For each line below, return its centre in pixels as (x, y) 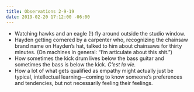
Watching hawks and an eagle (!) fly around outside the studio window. (100, 33)
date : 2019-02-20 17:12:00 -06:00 (48, 17)
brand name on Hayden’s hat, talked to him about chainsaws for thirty (98, 46)
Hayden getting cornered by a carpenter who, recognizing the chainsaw (101, 40)
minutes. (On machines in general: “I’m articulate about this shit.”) (93, 52)
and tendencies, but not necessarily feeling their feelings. (84, 83)
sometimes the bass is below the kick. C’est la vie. (75, 64)
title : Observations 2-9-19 (40, 11)
